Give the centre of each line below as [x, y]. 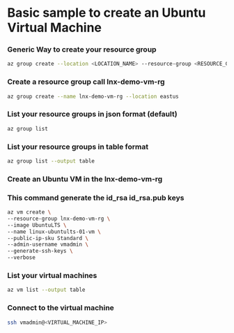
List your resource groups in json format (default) [92, 114]
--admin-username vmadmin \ [48, 245]
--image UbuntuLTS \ [37, 225]
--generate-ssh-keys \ [40, 251]
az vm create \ [29, 212]
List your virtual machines [52, 276]
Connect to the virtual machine [61, 308]
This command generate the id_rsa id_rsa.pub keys [96, 198]
